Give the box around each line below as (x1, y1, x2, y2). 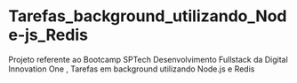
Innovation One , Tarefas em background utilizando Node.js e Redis (8, 64, 255, 74)
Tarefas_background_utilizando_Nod (8, 6, 287, 26)
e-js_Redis (8, 25, 88, 45)
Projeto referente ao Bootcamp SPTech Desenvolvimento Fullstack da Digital (8, 54, 288, 64)
